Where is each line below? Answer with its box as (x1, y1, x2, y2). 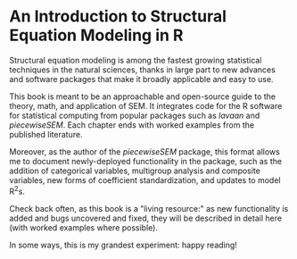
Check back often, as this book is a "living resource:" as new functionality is (9, 203, 289, 213)
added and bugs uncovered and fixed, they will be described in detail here (9, 213, 283, 223)
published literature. (9, 129, 83, 139)
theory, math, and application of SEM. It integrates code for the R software (9, 100, 283, 111)
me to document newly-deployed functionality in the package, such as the (9, 155, 283, 166)
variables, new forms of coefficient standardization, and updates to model (9, 174, 281, 185)
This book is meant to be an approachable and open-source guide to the (9, 91, 276, 102)
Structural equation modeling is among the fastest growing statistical (9, 54, 262, 65)
